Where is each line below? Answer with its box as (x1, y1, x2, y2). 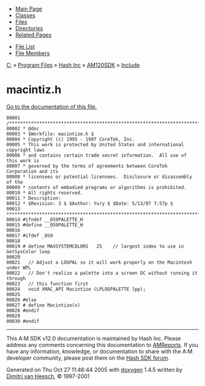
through (6, 275, 26, 281)
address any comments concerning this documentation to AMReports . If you (6, 341, 198, 348)
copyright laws (6, 147, 45, 153)
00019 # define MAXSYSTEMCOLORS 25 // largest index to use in (6, 243, 184, 250)
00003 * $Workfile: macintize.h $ (6, 131, 95, 137)
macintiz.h (6, 83, 62, 97)
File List (15, 43, 35, 50)
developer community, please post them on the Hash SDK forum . (6, 354, 170, 362)
